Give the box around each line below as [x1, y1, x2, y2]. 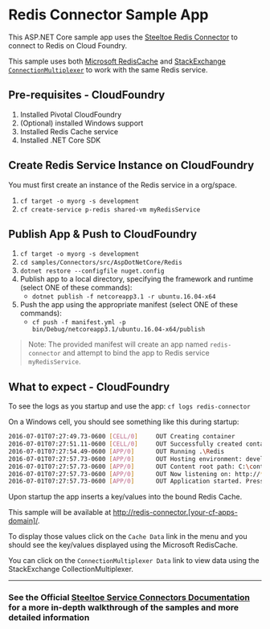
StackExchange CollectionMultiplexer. [8, 565, 134, 574]
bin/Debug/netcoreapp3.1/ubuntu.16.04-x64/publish [31, 326, 206, 334]
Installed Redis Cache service [19, 126, 119, 136]
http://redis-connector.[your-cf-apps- [112, 508, 239, 517]
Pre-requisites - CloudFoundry [8, 88, 166, 102]
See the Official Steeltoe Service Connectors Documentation [8, 592, 251, 603]
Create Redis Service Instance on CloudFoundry [8, 158, 255, 172]
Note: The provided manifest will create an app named [27, 339, 209, 349]
